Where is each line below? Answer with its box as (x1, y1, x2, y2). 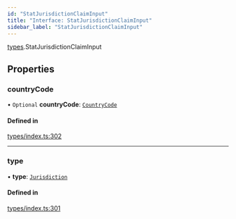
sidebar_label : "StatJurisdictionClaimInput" (7, 23, 143, 30)
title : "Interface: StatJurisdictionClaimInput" (7, 17, 152, 24)
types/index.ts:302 (7, 132, 62, 141)
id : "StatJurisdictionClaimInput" (7, 10, 109, 18)
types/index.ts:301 (7, 204, 61, 212)
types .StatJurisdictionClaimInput (7, 43, 102, 51)
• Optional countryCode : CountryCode (7, 100, 117, 109)
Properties (7, 63, 55, 75)
